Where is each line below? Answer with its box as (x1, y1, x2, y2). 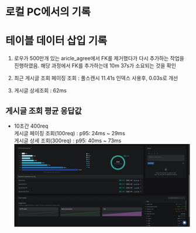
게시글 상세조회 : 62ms (13, 87, 67, 94)
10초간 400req (13, 122, 49, 129)
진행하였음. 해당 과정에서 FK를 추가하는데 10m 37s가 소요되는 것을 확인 (13, 62, 177, 69)
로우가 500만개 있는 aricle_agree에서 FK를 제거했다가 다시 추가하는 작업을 (13, 55, 185, 62)
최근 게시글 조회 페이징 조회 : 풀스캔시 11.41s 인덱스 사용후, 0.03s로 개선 (13, 74, 178, 82)
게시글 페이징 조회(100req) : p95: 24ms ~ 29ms (13, 129, 125, 136)
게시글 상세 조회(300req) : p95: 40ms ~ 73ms (13, 137, 122, 144)
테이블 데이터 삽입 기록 (5, 35, 108, 47)
